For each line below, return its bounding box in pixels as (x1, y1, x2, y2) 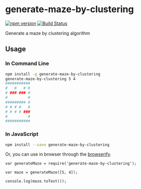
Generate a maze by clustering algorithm (5, 30, 90, 36)
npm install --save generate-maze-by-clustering (5, 142, 110, 147)
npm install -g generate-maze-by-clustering (5, 71, 101, 77)
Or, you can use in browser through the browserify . (5, 151, 112, 158)
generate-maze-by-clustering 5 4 (5, 76, 76, 82)
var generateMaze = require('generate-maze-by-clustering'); (5, 161, 137, 166)
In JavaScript (5, 131, 39, 138)
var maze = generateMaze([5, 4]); (5, 170, 78, 175)
